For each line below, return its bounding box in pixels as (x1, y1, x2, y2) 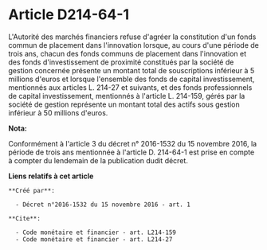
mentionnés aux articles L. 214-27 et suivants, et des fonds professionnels (8, 82, 253, 92)
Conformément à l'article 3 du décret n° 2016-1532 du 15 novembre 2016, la (8, 139, 257, 148)
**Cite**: (8, 214, 41, 222)
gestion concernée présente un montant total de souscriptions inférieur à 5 (8, 65, 255, 75)
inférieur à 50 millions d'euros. (8, 107, 108, 117)
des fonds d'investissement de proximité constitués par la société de (8, 57, 234, 67)
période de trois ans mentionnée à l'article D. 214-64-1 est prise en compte (8, 147, 255, 157)
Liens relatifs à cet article (8, 171, 94, 181)
